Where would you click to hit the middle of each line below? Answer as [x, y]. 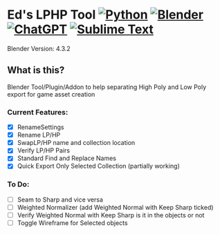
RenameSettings [40, 127]
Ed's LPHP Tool [52, 15]
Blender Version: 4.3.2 [39, 48]
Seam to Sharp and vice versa [60, 199]
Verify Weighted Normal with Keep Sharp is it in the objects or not [111, 215]
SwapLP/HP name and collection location [76, 143]
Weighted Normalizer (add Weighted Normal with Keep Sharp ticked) [115, 207]
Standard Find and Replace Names [66, 158]
